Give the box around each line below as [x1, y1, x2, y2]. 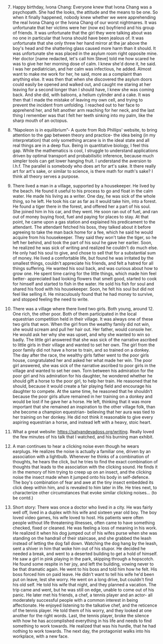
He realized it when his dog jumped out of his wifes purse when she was [12, 530, 158, 536]
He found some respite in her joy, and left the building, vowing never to [12, 561, 154, 567]
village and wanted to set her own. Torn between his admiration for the [12, 368, 154, 373]
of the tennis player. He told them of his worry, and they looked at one [12, 608, 152, 613]
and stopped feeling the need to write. [12, 296, 89, 302]
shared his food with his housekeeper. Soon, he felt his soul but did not [12, 286, 154, 292]
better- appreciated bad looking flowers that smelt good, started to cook [12, 276, 157, 281]
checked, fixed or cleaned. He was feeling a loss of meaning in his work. [12, 525, 157, 531]
